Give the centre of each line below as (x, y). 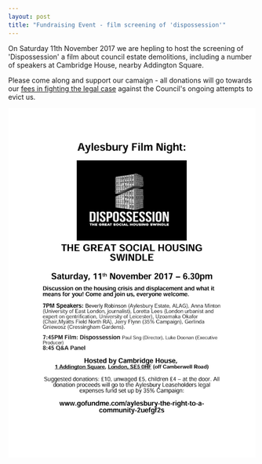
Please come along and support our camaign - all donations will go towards (130, 80)
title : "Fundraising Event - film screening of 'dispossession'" (117, 25)
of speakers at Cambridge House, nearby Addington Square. (106, 65)
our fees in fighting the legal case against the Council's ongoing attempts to (131, 88)
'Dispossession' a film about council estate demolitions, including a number (130, 57)
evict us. (22, 97)
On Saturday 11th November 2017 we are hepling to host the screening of (126, 48)
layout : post (29, 16)
